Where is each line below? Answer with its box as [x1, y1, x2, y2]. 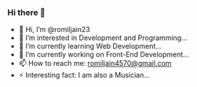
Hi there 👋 [7, 7, 46, 18]
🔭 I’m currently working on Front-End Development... [18, 50, 189, 60]
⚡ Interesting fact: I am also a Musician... [18, 71, 151, 80]
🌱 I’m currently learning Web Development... [18, 42, 162, 51]
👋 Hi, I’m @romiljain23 [18, 25, 91, 34]
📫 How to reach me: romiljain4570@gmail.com [18, 59, 172, 68]
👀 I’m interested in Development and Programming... [18, 33, 188, 42]
